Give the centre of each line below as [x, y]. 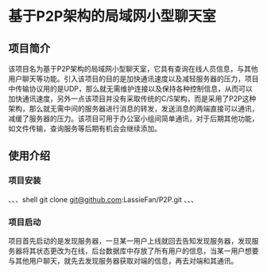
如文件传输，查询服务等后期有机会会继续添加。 [85, 129]
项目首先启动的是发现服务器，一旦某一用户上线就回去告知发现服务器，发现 [130, 240]
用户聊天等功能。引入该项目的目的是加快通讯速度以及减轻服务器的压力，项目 [133, 79]
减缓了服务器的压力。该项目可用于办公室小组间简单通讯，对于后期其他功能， [133, 119]
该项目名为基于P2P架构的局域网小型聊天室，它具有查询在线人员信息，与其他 [133, 69]
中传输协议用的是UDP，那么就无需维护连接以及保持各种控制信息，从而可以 [130, 89]
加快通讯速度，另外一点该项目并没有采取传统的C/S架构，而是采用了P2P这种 [132, 99]
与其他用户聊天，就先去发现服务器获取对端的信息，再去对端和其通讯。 [123, 260]
